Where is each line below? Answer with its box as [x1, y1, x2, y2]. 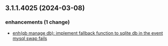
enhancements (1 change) [5, 19, 70, 26]
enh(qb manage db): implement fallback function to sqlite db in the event [12, 30, 163, 36]
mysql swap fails [12, 35, 48, 41]
